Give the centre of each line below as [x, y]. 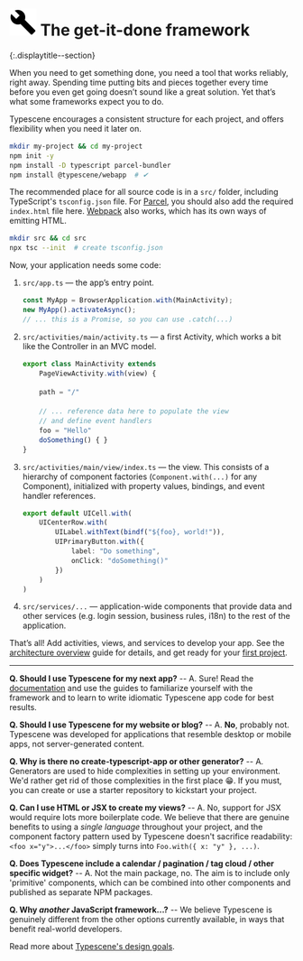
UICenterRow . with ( [73, 522]
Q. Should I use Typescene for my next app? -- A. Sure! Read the [132, 679]
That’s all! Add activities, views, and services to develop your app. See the [147, 643]
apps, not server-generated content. [77, 744]
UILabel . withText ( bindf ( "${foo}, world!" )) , [140, 532]
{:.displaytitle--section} [53, 55]
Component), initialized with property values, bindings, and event [143, 485]
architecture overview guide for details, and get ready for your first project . [149, 652]
